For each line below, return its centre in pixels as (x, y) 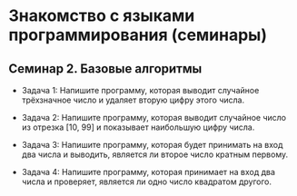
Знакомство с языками (102, 16)
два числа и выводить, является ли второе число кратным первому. (155, 154)
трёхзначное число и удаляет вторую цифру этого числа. (133, 100)
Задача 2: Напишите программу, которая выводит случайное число (154, 118)
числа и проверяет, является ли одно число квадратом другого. (147, 181)
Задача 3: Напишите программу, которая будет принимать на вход (152, 145)
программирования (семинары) (138, 35)
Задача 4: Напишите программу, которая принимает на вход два (148, 172)
